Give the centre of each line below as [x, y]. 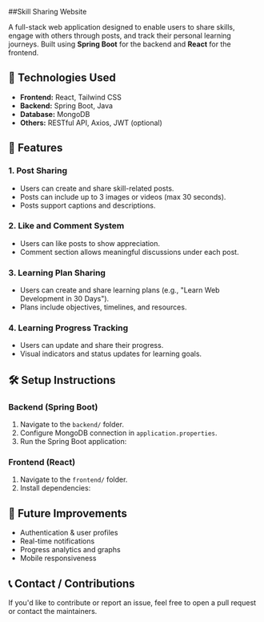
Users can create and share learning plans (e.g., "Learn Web [120, 290]
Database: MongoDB [55, 114]
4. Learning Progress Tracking [68, 328]
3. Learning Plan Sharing [57, 273]
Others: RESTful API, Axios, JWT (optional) [91, 123]
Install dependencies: [55, 488]
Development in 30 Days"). [64, 299]
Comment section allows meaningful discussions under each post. [129, 252]
